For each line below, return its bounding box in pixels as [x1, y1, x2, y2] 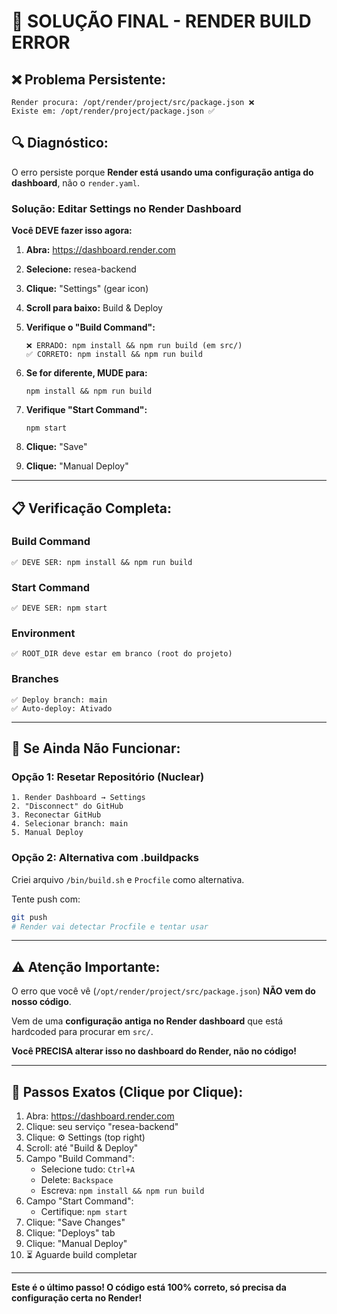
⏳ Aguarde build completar [25, 1249, 138, 1261]
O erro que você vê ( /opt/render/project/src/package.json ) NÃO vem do [11, 985, 316, 997]
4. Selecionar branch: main [11, 819, 129, 829]
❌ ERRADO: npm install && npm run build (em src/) [25, 341, 243, 351]
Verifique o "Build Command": [25, 321, 156, 334]
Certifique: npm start [40, 1206, 128, 1218]
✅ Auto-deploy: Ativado [11, 703, 113, 714]
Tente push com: [11, 893, 81, 905]
